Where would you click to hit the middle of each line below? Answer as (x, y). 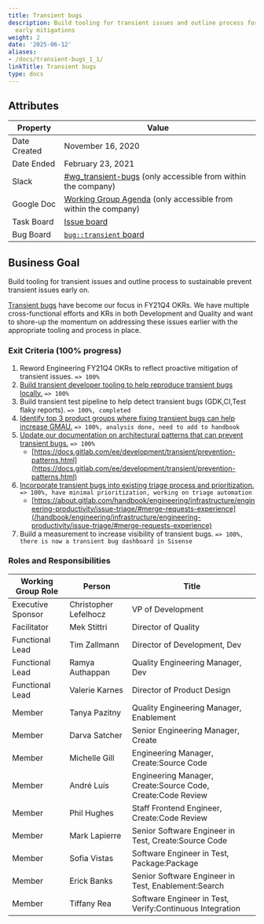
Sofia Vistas (92, 858)
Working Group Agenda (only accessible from (148, 199)
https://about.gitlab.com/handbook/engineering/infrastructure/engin (145, 500)
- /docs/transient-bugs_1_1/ (56, 60)
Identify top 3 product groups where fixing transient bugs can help (127, 418)
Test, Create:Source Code (180, 841)
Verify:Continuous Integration (187, 908)
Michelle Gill (92, 758)
